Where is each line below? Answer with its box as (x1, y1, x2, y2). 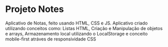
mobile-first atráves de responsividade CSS (5, 36, 96, 42)
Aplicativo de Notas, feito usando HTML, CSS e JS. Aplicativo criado (5, 20, 148, 26)
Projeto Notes (5, 3, 64, 15)
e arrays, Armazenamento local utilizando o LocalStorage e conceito (5, 30, 148, 36)
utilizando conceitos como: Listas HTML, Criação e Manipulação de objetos (5, 25, 163, 31)
